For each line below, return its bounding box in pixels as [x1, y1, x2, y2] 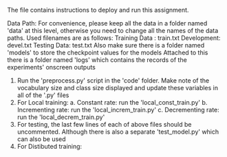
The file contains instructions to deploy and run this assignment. [7, 6, 189, 14]
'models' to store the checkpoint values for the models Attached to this [7, 48, 208, 56]
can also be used [17, 135, 67, 143]
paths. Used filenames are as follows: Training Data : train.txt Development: [7, 34, 221, 42]
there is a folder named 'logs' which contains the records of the [7, 56, 187, 64]
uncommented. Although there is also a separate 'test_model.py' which [17, 127, 219, 136]
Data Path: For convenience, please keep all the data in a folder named [7, 19, 208, 27]
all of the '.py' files [17, 91, 69, 99]
